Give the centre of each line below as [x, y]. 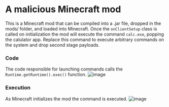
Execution [18, 88]
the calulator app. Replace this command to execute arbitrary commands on [84, 40]
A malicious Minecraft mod [63, 9]
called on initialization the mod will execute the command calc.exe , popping [84, 34]
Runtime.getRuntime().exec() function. [46, 75]
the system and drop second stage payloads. [53, 45]
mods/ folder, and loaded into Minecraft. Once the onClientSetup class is [81, 28]
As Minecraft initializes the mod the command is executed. [66, 99]
